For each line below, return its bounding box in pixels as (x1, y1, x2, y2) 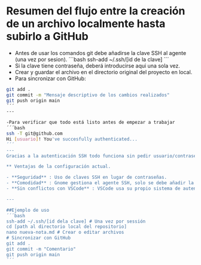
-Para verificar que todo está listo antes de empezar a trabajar (6, 120, 175, 126)
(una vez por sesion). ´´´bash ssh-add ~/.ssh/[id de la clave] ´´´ (14, 56, 169, 63)
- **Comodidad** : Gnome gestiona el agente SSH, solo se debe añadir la (6, 180, 194, 186)
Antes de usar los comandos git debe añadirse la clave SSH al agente (14, 49, 187, 56)
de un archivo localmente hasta (6, 17, 166, 31)
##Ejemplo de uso (6, 207, 50, 213)
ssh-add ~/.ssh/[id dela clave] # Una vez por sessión (6, 218, 146, 224)
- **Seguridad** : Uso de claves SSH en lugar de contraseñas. (6, 175, 167, 181)
